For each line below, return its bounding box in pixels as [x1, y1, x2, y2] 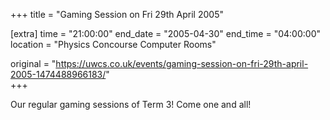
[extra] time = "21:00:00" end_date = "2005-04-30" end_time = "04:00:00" [10, 28, 321, 39]
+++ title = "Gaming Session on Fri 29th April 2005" [10, 9, 224, 20]
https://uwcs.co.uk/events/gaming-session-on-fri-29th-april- [55, 58, 309, 69]
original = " [10, 58, 57, 69]
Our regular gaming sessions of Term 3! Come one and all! [10, 99, 252, 110]
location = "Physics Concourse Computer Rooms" [10, 39, 217, 50]
